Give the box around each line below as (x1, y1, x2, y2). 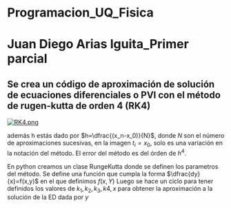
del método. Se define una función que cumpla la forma (7, 169, 165, 178)
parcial (7, 51, 48, 67)
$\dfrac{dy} (166, 169, 201, 178)
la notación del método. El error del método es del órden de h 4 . (7, 147, 187, 157)
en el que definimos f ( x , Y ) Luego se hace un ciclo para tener (40, 177, 214, 185)
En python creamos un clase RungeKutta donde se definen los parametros (7, 162, 219, 170)
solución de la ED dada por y (7, 193, 89, 201)
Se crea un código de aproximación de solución (7, 78, 215, 90)
